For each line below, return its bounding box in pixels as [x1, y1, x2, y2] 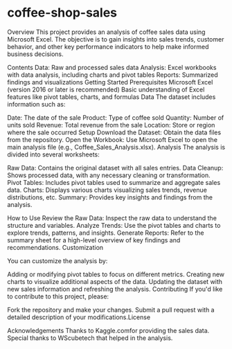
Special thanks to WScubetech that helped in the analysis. [7, 334, 173, 342]
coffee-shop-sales [7, 5, 118, 21]
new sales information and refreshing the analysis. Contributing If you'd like [7, 285, 223, 293]
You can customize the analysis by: [7, 256, 108, 265]
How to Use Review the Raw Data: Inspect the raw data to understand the [7, 213, 217, 222]
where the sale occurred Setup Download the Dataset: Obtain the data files [7, 128, 222, 136]
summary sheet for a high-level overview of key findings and [7, 235, 181, 244]
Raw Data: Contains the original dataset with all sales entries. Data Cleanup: [7, 163, 224, 172]
